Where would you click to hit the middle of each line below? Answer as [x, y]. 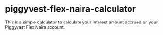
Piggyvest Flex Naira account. [35, 27]
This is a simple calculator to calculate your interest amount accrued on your [81, 22]
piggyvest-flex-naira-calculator [71, 9]
